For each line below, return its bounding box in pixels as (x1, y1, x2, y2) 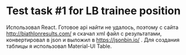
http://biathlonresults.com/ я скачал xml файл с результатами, (6, 30, 162, 37)
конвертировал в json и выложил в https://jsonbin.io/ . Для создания (6, 36, 180, 43)
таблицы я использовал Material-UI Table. (6, 43, 112, 50)
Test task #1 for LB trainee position (6, 4, 181, 18)
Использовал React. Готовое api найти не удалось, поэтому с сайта (6, 24, 179, 31)
